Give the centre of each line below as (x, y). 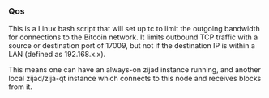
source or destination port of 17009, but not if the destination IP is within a (132, 46)
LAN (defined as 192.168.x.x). (57, 55)
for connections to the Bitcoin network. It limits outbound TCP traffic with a (133, 37)
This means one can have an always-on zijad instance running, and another (134, 70)
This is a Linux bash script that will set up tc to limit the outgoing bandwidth (134, 29)
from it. (20, 87)
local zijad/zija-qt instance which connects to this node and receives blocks (135, 79)
